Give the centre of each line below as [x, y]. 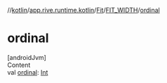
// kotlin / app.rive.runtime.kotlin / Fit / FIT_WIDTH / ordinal [83, 10]
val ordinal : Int [28, 72]
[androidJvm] [27, 57]
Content [19, 65]
